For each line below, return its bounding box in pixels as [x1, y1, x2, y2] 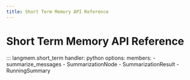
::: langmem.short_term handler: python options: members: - [6, 54, 156, 61]
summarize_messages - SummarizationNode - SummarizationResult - [6, 60, 179, 67]
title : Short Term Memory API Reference [6, 8, 109, 15]
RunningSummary [6, 67, 51, 74]
